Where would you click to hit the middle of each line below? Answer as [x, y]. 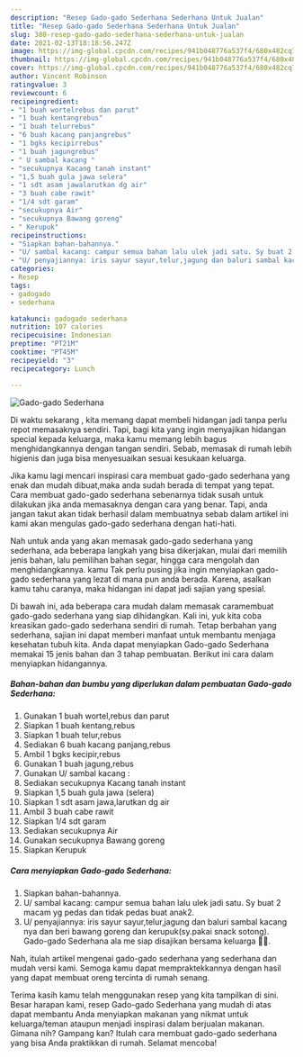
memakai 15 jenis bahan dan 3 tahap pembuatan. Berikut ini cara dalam [142, 654]
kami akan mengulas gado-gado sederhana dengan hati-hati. [124, 523]
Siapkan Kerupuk [55, 850]
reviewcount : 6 [39, 93]
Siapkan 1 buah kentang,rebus [79, 726]
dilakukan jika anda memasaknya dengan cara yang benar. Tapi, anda [139, 504]
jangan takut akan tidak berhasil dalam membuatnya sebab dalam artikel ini [149, 513]
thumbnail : [31, 59]
